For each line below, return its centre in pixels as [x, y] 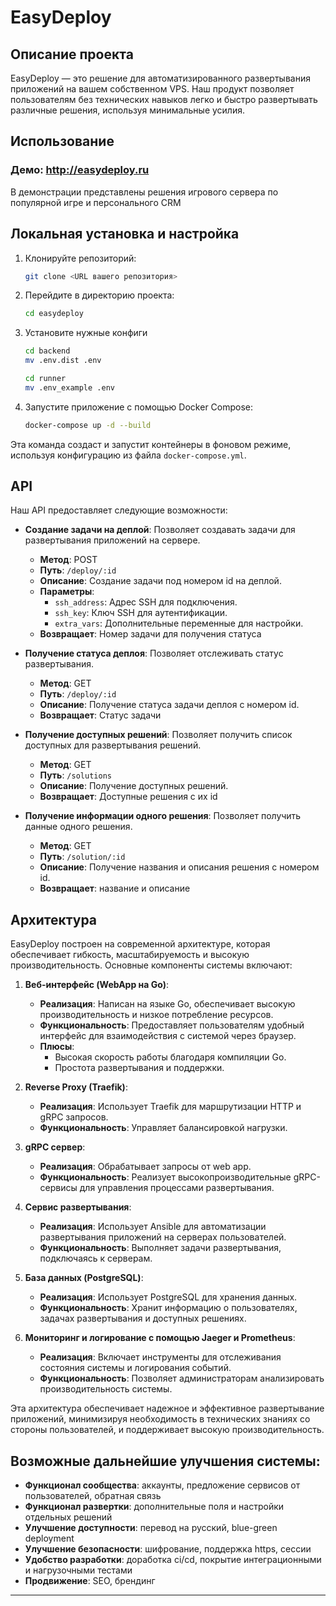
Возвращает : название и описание [115, 888]
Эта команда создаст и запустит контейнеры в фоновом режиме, [151, 444]
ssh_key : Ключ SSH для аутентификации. [141, 613]
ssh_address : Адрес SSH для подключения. [146, 602]
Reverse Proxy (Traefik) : [76, 1087]
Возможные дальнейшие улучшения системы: [165, 1461]
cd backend [47, 351]
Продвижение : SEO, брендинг [90, 1581]
